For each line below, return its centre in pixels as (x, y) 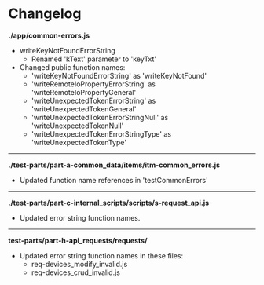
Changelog (45, 14)
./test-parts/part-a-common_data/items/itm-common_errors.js (114, 165)
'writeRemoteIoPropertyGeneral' (84, 92)
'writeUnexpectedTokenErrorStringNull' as (100, 117)
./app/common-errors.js (49, 35)
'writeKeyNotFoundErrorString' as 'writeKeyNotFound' (119, 75)
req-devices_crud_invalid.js (75, 272)
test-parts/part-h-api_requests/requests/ (78, 240)
